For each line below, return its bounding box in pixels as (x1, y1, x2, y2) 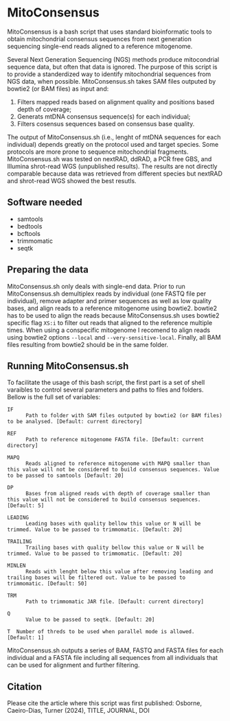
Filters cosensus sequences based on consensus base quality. (16, 119, 195, 128)
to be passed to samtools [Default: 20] (7, 472, 125, 480)
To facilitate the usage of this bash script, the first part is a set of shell (7, 379, 205, 387)
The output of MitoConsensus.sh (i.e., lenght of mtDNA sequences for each (7, 132, 221, 141)
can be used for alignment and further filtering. (7, 661, 140, 670)
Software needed (7, 197, 82, 209)
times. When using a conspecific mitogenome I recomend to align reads (7, 326, 211, 334)
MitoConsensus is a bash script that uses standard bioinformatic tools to (7, 27, 212, 36)
